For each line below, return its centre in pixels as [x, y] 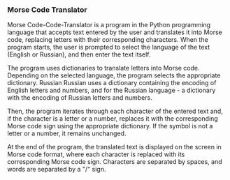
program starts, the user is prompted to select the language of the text [109, 47]
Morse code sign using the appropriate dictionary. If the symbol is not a [110, 126]
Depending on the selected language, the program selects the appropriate [114, 75]
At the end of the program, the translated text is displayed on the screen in [114, 147]
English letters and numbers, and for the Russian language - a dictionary [112, 90]
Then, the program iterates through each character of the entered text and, [115, 111]
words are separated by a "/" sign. [57, 170]
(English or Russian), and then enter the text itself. [79, 54]
